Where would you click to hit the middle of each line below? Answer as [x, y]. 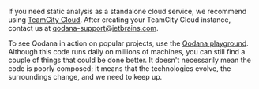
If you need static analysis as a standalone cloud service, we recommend [128, 11]
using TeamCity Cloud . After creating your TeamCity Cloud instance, [120, 20]
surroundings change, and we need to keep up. [85, 77]
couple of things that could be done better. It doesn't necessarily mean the [129, 60]
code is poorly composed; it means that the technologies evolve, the [120, 69]
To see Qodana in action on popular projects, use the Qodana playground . [128, 43]
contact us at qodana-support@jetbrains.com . [84, 28]
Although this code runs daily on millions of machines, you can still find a [127, 52]
